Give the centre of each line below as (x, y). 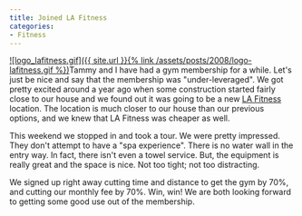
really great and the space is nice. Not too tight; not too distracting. (135, 165)
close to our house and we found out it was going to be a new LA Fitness (146, 99)
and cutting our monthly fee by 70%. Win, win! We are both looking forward (151, 192)
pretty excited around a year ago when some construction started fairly (143, 89)
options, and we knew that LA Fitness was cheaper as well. (120, 118)
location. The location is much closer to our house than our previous (137, 109)
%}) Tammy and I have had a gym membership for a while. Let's (173, 70)
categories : (32, 26)
